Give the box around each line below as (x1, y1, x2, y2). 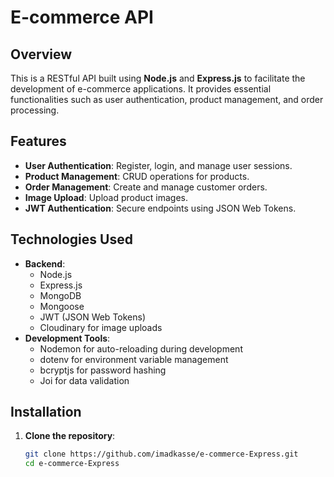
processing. (10, 104, 60, 116)
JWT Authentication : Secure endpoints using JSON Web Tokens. (24, 202, 297, 214)
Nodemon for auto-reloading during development (39, 342, 243, 355)
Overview (10, 46, 73, 63)
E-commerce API (10, 6, 154, 29)
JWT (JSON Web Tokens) (39, 311, 147, 323)
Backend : (24, 257, 66, 270)
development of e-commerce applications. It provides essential (10, 83, 272, 95)
